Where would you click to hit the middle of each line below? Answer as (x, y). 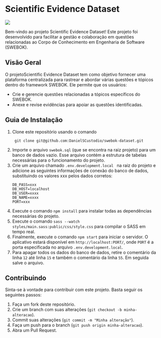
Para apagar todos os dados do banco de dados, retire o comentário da (84, 252)
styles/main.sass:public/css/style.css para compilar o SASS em (79, 226)
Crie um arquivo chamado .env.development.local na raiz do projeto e (84, 165)
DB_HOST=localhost (31, 189)
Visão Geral (23, 63)
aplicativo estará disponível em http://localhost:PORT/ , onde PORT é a (83, 242)
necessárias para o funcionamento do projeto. (59, 160)
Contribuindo (26, 278)
